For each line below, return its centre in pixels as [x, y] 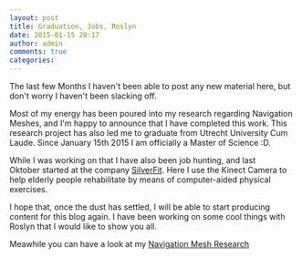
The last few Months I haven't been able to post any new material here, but [150, 86]
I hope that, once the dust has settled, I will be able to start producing [140, 207]
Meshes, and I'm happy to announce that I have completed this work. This [148, 123]
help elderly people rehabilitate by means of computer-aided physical [140, 180]
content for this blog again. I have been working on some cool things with [147, 217]
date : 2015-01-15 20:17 [55, 35]
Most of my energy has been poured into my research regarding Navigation [151, 114]
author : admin [36, 43]
